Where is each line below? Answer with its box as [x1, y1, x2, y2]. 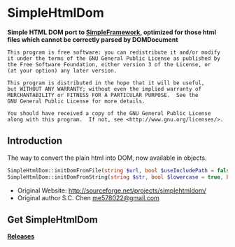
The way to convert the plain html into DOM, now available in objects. [7, 154, 207, 162]
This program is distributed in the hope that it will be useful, [7, 79, 205, 87]
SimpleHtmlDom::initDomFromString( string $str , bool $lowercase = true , [7, 173, 224, 181]
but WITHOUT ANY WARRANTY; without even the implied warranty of [7, 85, 201, 92]
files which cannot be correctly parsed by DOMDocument [7, 35, 178, 43]
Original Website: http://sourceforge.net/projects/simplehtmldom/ [17, 186, 206, 195]
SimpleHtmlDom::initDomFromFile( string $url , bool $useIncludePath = [7, 167, 215, 174]
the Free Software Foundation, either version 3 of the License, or [7, 61, 211, 68]
